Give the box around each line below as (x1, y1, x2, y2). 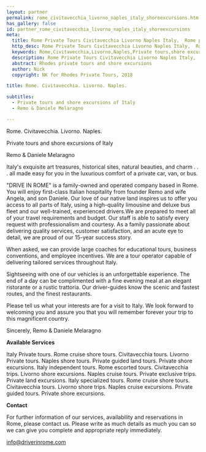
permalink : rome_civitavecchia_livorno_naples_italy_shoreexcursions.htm (6, 15, 199, 21)
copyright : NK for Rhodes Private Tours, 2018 (12, 72, 133, 78)
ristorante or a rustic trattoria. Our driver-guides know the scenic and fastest (6, 283, 199, 291)
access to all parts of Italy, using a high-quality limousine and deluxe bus (6, 201, 190, 209)
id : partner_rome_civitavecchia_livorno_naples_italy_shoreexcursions (6, 26, 191, 33)
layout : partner (6, 9, 48, 15)
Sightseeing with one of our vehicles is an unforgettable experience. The (6, 270, 190, 278)
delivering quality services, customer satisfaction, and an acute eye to (6, 227, 183, 234)
